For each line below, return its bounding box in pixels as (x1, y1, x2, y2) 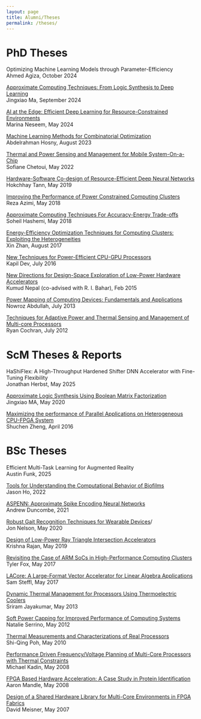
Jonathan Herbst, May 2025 (6, 381, 76, 388)
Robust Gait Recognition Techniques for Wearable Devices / (6, 518, 153, 525)
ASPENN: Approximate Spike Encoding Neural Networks (6, 500, 146, 507)
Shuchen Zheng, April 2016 (6, 423, 74, 430)
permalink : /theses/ (6, 20, 58, 26)
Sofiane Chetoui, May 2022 (6, 164, 74, 171)
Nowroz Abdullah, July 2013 (6, 302, 76, 310)
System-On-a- (148, 151, 185, 158)
